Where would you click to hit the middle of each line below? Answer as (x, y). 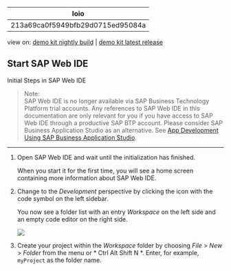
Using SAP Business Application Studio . (80, 138)
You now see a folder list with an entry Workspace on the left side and (117, 212)
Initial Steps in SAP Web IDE (47, 80)
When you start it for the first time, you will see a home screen (105, 171)
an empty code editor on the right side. (73, 219)
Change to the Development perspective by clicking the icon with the (115, 191)
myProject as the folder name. (59, 260)
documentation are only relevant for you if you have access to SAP (118, 116)
